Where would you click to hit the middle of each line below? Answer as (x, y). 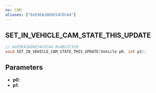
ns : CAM (13, 10)
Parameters (24, 67)
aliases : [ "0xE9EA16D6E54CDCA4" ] (41, 15)
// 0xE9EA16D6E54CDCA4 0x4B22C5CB (42, 47)
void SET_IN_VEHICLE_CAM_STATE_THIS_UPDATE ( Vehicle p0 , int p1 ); (76, 52)
